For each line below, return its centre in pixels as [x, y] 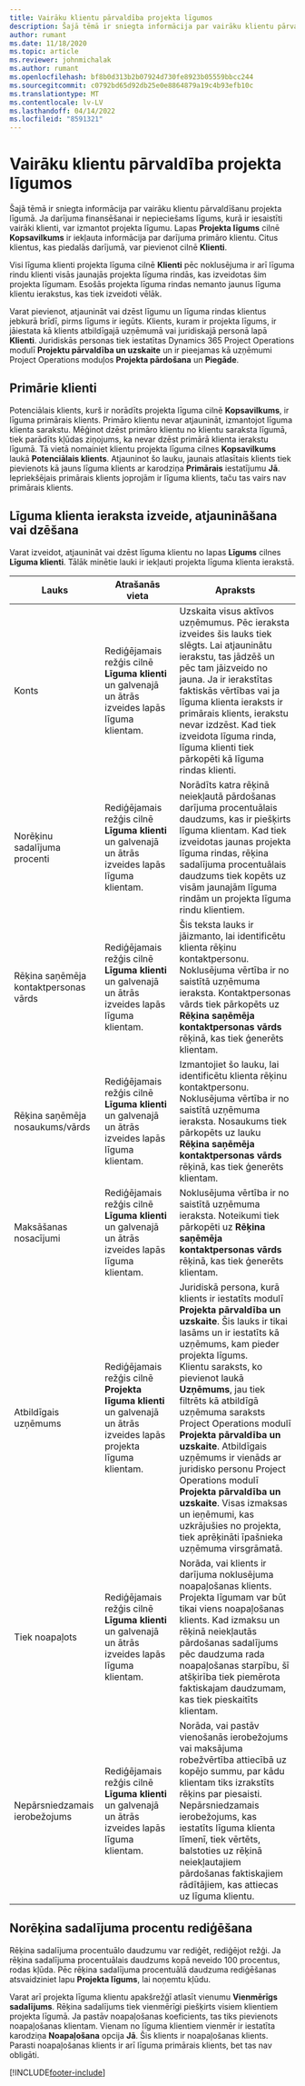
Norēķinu [34, 835]
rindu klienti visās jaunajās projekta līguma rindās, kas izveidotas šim [138, 274]
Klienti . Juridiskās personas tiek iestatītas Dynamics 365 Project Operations [152, 341]
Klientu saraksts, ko [221, 1366]
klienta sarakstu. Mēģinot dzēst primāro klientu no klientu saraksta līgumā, [148, 429]
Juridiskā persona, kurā [229, 1287]
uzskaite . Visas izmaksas [233, 1502]
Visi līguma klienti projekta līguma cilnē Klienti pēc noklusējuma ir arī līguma [152, 265]
